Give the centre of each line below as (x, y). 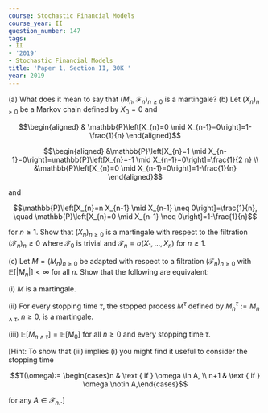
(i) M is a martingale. (42, 289)
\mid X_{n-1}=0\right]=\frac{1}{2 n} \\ (197, 160)
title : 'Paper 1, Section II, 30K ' (70, 68)
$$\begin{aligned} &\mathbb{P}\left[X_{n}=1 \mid (125, 151)
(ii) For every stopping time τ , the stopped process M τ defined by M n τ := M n (134, 306)
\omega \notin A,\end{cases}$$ (135, 384)
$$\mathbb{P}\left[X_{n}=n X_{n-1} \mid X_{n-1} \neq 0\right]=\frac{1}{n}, (135, 208)
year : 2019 (27, 76)
